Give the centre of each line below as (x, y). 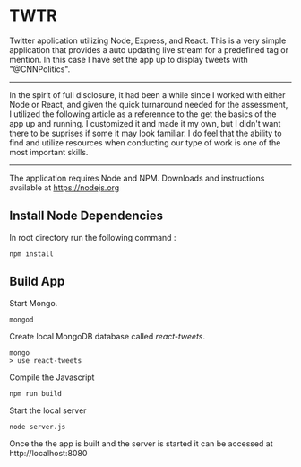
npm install (31, 254)
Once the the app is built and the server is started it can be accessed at (141, 443)
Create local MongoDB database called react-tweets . (107, 336)
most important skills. (49, 152)
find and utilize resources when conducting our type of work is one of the (145, 142)
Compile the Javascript (52, 377)
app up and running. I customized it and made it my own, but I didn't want (145, 123)
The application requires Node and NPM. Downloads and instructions (137, 178)
